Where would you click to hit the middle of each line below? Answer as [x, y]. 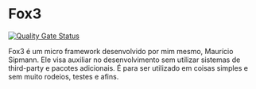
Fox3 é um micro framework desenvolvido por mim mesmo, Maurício [121, 51]
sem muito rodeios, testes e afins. [64, 76]
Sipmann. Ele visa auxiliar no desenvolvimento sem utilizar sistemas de [124, 60]
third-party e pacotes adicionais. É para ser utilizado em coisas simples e [128, 68]
